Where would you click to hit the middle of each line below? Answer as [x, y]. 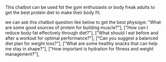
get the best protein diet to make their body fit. [53, 12]
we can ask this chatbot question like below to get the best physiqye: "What [83, 22]
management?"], [22, 54]
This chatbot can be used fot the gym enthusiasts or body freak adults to [80, 7]
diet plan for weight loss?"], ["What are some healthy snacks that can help [82, 43]
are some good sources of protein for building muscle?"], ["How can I [77, 27]
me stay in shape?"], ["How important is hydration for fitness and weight [79, 49]
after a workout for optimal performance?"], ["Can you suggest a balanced [82, 38]
